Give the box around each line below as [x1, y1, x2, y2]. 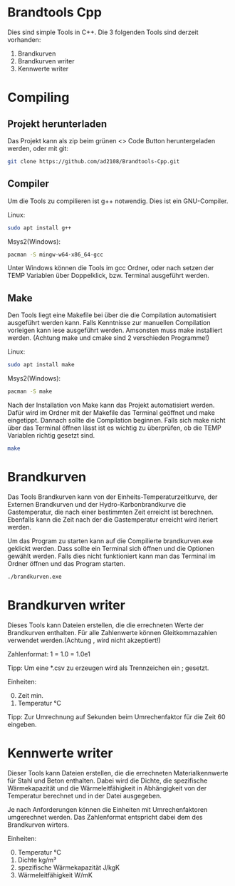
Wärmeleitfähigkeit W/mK [17, 870, 93, 879]
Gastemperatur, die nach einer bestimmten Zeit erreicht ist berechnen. [7, 508, 214, 516]
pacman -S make [7, 388, 53, 396]
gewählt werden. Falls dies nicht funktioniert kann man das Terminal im [7, 552, 216, 560]
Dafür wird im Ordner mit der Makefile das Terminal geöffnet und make [7, 408, 215, 417]
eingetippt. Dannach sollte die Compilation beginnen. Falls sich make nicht [7, 416, 226, 424]
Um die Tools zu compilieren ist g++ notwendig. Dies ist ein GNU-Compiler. [7, 197, 229, 205]
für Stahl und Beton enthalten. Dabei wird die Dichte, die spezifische [7, 776, 208, 785]
